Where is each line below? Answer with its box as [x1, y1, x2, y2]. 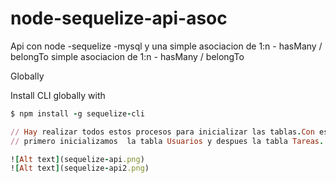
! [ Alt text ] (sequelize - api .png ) [10, 154, 145, 164]
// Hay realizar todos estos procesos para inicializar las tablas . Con [10, 127, 315, 137]
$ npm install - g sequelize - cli [10, 108, 145, 119]
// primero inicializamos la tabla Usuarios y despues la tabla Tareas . [10, 136, 325, 146]
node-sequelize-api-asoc [10, 7, 228, 30]
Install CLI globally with [10, 89, 106, 101]
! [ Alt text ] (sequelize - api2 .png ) [10, 163, 150, 174]
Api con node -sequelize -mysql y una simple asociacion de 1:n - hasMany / [10, 40, 323, 52]
